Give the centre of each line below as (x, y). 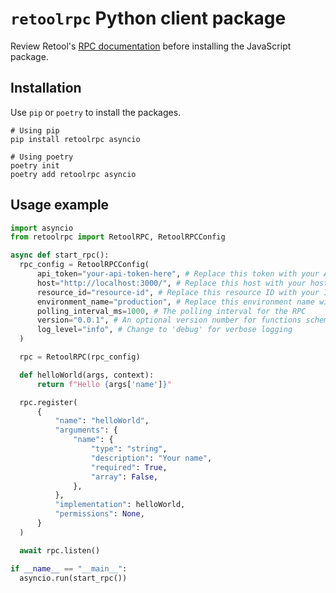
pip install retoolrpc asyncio (75, 139)
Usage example (60, 205)
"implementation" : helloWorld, (120, 505)
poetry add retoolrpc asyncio (73, 174)
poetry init (35, 165)
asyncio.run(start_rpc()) (73, 578)
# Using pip (35, 130)
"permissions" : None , (99, 514)
